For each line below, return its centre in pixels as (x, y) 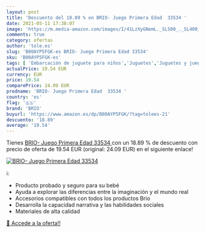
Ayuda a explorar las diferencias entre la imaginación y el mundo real (102, 192)
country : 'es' (24, 97)
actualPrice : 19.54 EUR (37, 69)
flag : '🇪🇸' (21, 102)
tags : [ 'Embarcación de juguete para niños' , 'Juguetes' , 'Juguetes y (97, 63)
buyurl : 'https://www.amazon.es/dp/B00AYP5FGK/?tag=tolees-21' (88, 114)
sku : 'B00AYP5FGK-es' (34, 57)
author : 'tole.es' (30, 46)
